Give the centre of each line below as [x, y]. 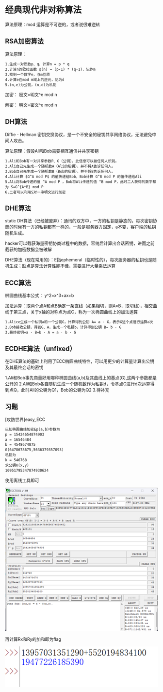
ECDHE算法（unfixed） [41, 348]
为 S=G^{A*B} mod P [24, 187]
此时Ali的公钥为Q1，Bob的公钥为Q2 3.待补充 [65, 390]
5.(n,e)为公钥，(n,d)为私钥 [31, 85]
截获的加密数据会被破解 [28, 250]
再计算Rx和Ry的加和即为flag [33, 639]
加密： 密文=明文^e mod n [31, 94]
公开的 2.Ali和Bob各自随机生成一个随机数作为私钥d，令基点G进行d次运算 [78, 384]
